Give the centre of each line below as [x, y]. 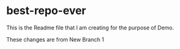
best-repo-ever [46, 11]
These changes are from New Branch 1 [55, 39]
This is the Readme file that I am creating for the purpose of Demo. [90, 28]
